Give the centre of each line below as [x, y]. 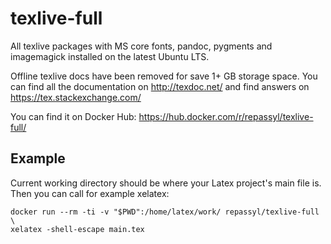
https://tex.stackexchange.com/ [76, 97]
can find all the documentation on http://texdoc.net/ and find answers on [160, 86]
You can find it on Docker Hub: [73, 116]
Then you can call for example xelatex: [90, 193]
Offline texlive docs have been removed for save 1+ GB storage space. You [164, 76]
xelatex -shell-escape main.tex [77, 229]
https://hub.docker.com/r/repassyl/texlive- [226, 116]
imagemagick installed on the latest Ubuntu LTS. [110, 56]
